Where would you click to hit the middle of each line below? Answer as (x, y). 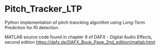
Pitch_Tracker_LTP (43, 9)
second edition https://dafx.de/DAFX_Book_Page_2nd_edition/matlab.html (80, 42)
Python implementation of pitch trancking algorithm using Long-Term (75, 22)
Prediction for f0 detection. (32, 27)
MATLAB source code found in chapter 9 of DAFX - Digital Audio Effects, (79, 37)
